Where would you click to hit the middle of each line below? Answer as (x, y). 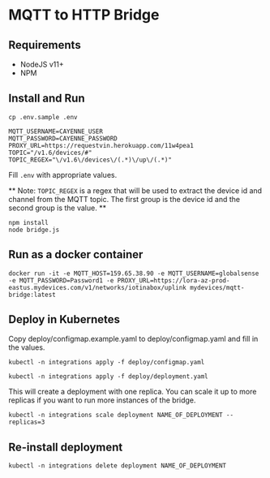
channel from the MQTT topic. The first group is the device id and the (124, 199)
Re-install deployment (66, 447)
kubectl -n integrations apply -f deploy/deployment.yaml (108, 377)
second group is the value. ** (58, 208)
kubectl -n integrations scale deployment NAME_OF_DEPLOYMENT (116, 416)
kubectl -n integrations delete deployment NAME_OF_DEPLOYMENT (118, 466)
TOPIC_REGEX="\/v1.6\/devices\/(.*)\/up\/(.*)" (90, 160)
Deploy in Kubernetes (64, 319)
